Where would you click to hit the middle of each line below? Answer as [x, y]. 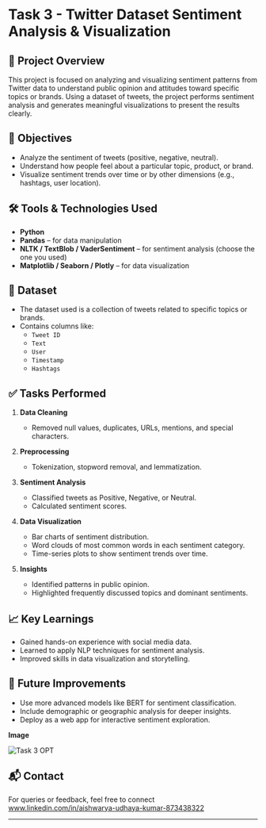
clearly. [20, 113]
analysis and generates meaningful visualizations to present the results [124, 105]
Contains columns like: [57, 326]
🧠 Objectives [40, 138]
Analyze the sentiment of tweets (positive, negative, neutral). [119, 157]
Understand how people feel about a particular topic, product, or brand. [137, 166]
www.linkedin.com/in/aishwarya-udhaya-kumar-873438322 [106, 807]
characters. [50, 436]
